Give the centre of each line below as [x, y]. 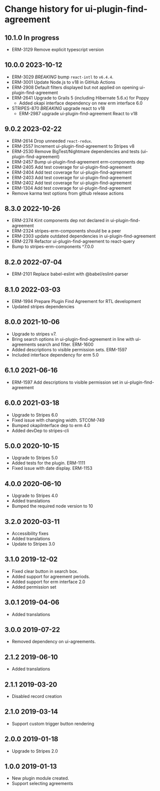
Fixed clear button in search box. [45, 571]
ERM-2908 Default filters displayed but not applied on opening [75, 87]
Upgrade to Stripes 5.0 [35, 458]
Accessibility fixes [30, 533]
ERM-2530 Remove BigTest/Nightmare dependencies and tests [76, 151]
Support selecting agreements [42, 784]
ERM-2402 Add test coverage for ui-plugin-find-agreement [72, 183]
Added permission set [34, 587]
